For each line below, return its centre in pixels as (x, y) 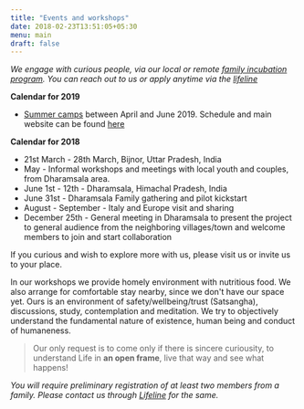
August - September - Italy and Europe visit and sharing (129, 208)
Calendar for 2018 (45, 142)
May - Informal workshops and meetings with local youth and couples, (156, 169)
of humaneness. (41, 330)
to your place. (37, 265)
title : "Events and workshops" (70, 18)
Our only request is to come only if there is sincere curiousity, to (153, 349)
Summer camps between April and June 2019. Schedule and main (147, 114)
